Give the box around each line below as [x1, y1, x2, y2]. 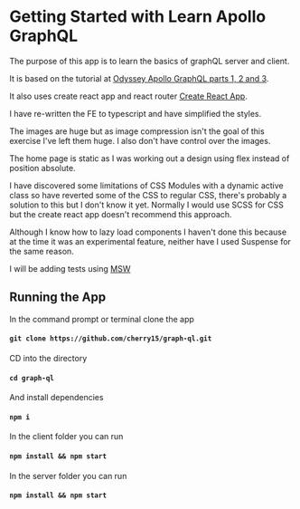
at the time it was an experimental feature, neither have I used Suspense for [9, 235, 292, 246]
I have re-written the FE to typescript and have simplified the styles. [9, 108, 262, 119]
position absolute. [9, 162, 76, 173]
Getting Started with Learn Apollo [9, 6, 267, 27]
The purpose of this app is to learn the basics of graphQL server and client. [9, 55, 290, 66]
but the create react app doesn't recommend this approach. [9, 208, 232, 219]
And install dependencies [9, 392, 104, 403]
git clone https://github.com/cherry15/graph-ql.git [9, 334, 212, 343]
